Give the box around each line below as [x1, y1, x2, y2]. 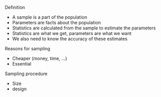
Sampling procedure [5, 71, 48, 77]
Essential [12, 61, 32, 67]
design [12, 86, 27, 92]
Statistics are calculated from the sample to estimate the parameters [12, 25, 156, 31]
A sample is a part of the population [12, 14, 88, 20]
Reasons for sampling [5, 46, 50, 51]
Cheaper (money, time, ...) [12, 55, 67, 61]
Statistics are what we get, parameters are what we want [12, 30, 132, 36]
